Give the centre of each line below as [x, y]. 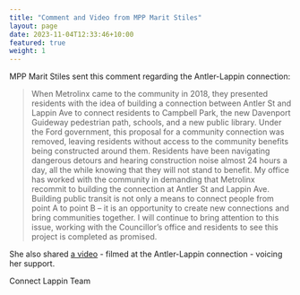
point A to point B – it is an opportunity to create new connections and [160, 208]
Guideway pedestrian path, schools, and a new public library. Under [156, 123]
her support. [32, 264]
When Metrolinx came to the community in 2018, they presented [150, 94]
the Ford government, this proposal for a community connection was [158, 132]
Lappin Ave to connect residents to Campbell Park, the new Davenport [161, 113]
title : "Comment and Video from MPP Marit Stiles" [106, 17]
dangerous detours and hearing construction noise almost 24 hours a [159, 161]
